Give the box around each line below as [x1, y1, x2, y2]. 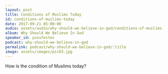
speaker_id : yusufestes [5, 35, 55, 40]
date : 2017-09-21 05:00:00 [5, 21, 61, 26]
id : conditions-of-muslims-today [5, 16, 75, 21]
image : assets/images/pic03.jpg [5, 49, 72, 54]
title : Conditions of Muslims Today [5, 12, 81, 17]
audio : [5, 26, 19, 31]
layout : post [5, 7, 32, 12]
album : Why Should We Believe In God [5, 30, 84, 35]
